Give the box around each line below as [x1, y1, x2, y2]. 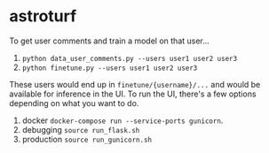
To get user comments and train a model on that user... [9, 35, 210, 46]
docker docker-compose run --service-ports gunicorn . [21, 115, 224, 126]
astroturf [9, 6, 77, 27]
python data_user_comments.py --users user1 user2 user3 [21, 54, 238, 63]
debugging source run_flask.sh [21, 124, 140, 134]
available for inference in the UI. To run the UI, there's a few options [9, 88, 257, 99]
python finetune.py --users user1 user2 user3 [21, 64, 198, 73]
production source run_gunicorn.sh [21, 134, 153, 144]
